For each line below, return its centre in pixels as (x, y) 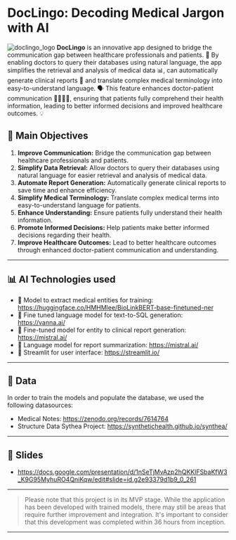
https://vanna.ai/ (41, 322)
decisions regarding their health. (64, 235)
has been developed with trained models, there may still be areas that (125, 507)
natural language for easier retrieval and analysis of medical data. (112, 175)
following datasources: (40, 405)
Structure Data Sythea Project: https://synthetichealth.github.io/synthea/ (122, 426)
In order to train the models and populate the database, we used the (106, 398)
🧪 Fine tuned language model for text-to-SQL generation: (100, 315)
